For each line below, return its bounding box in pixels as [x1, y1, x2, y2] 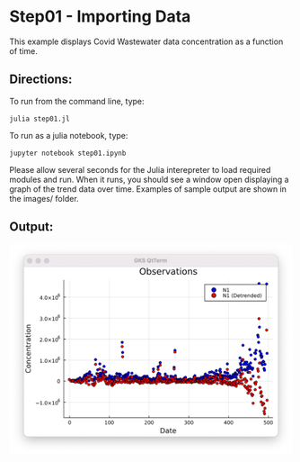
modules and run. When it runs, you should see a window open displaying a [9, 174, 289, 185]
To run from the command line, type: [9, 95, 146, 106]
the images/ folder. [9, 193, 79, 204]
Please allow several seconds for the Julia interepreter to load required [9, 164, 271, 175]
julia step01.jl [9, 114, 70, 123]
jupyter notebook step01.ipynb [9, 149, 127, 158]
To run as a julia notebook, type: [9, 130, 128, 140]
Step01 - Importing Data [9, 6, 191, 27]
